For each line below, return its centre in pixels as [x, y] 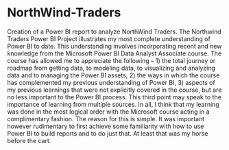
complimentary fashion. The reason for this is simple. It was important [106, 118]
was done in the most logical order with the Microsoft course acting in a [109, 112]
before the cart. [29, 140]
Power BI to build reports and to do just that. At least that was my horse [108, 133]
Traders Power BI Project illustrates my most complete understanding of [109, 38]
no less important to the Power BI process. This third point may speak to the [114, 97]
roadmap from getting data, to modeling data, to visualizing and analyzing [111, 68]
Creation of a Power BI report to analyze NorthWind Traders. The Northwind [114, 32]
